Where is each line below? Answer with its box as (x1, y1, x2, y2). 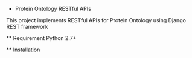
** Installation (6, 46, 40, 53)
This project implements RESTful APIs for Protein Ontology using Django (6, 17, 186, 23)
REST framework (6, 23, 48, 30)
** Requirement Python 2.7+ (6, 35, 77, 41)
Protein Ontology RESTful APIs (14, 5, 92, 12)
